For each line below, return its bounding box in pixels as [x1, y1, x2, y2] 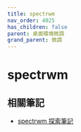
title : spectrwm [7, 10, 55, 18]
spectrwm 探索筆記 [17, 117, 74, 126]
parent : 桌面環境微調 [7, 30, 65, 37]
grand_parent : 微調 [7, 37, 63, 44]
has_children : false [7, 23, 68, 30]
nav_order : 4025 [7, 17, 55, 24]
